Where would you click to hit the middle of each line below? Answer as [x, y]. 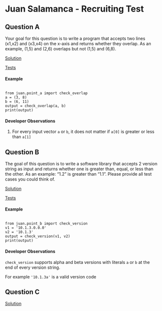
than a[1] [22, 137]
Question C [22, 292]
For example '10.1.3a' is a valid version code [51, 277]
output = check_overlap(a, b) [36, 106]
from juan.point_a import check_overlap [47, 93]
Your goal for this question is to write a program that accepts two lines [75, 38]
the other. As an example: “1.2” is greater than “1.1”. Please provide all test [78, 174]
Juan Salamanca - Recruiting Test [74, 9]
